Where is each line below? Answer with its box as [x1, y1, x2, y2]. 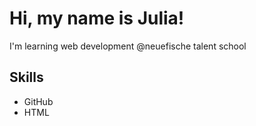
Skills [9, 69, 44, 86]
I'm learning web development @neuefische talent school [9, 40, 247, 52]
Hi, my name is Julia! [9, 7, 185, 30]
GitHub [23, 95, 54, 107]
